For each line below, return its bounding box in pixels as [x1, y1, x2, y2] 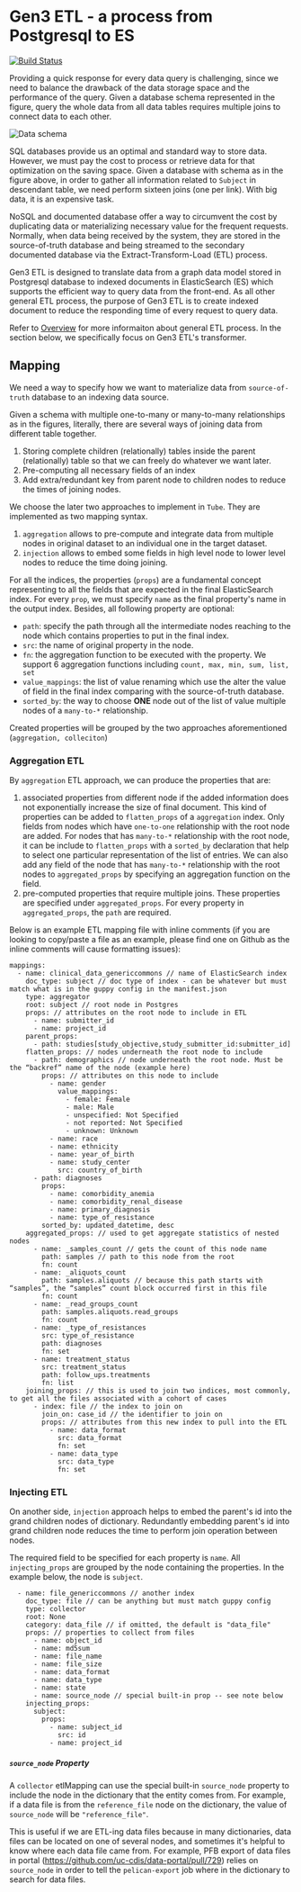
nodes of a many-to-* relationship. [22, 705, 148, 716]
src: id [57, 1731, 87, 1740]
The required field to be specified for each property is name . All [9, 1553, 241, 1563]
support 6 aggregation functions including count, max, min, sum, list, [22, 659, 289, 670]
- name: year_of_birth [49, 1150, 135, 1159]
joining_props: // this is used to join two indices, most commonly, [25, 1386, 292, 1396]
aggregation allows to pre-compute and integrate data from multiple [22, 528, 274, 539]
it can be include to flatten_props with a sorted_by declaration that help [22, 840, 289, 851]
